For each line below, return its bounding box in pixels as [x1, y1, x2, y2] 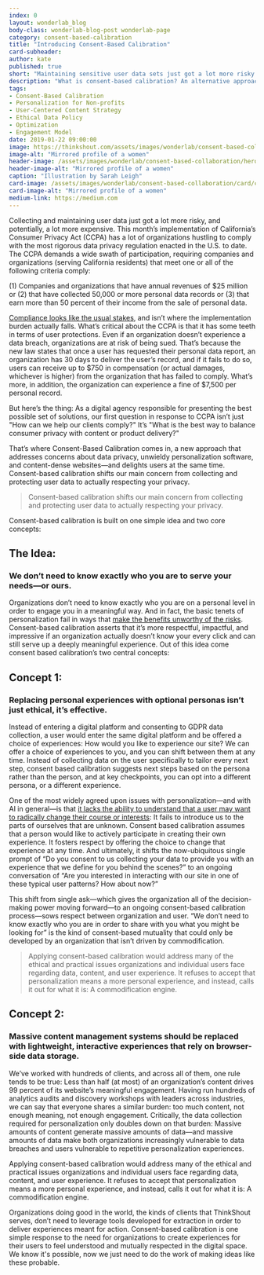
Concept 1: [9, 671, 63, 684]
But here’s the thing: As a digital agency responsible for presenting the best [9, 403, 252, 412]
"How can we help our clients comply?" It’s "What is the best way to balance [9, 420, 256, 429]
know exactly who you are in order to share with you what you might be [9, 919, 240, 929]
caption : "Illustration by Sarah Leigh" [9, 172, 143, 181]
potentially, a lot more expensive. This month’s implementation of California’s [9, 224, 256, 233]
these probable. [9, 1258, 60, 1267]
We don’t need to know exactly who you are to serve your [9, 570, 232, 581]
